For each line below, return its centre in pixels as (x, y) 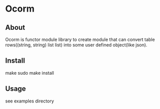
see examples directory (30, 101)
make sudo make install (30, 73)
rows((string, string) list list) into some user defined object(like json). (76, 45)
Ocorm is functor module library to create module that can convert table (80, 39)
